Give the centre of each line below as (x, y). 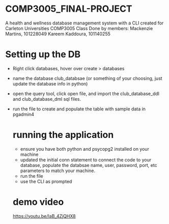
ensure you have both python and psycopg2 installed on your (84, 149)
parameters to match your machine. (58, 171)
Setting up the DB (43, 54)
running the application (63, 135)
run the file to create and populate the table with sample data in (79, 109)
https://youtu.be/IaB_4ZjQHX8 (44, 216)
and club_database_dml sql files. (47, 99)
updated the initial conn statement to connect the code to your (86, 160)
